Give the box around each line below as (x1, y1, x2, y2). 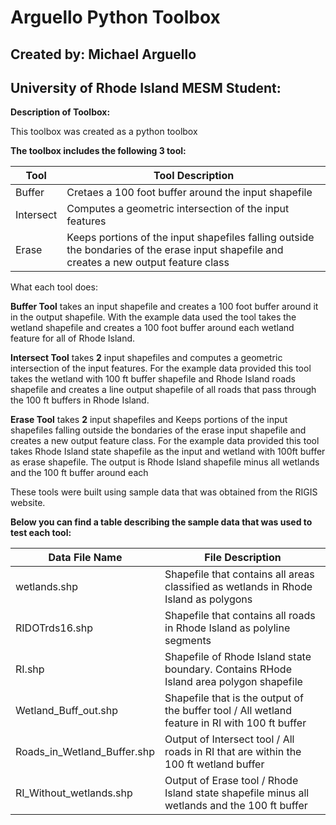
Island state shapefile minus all (164, 786, 310, 800)
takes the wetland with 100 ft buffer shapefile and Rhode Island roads (10, 373, 296, 385)
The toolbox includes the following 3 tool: (10, 145, 187, 157)
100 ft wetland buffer (164, 757, 265, 771)
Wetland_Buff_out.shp (15, 704, 118, 718)
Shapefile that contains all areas (164, 567, 315, 581)
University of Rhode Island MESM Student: (10, 79, 282, 96)
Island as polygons (164, 592, 253, 606)
